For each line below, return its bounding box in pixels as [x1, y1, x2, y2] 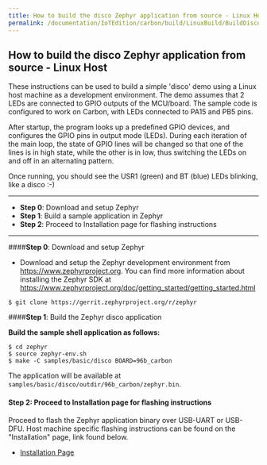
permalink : [8, 19, 44, 27]
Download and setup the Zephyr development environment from [19, 258, 230, 267]
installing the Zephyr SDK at [19, 275, 111, 284]
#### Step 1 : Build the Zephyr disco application [8, 313, 162, 322]
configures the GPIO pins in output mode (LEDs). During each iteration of [8, 131, 248, 140]
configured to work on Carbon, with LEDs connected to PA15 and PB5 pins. [8, 107, 253, 117]
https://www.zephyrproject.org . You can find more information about [19, 267, 245, 276]
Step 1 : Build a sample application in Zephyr [19, 211, 164, 221]
